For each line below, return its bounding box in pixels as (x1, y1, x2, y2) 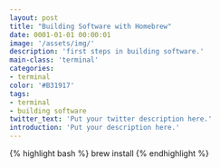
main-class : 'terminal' (9, 55, 100, 64)
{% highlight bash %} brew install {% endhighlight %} (9, 148, 210, 159)
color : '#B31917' (9, 81, 75, 90)
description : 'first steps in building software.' (9, 47, 205, 56)
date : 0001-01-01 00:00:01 (9, 30, 111, 39)
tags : (9, 89, 30, 98)
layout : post (9, 13, 59, 23)
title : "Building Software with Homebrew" (9, 22, 172, 31)
